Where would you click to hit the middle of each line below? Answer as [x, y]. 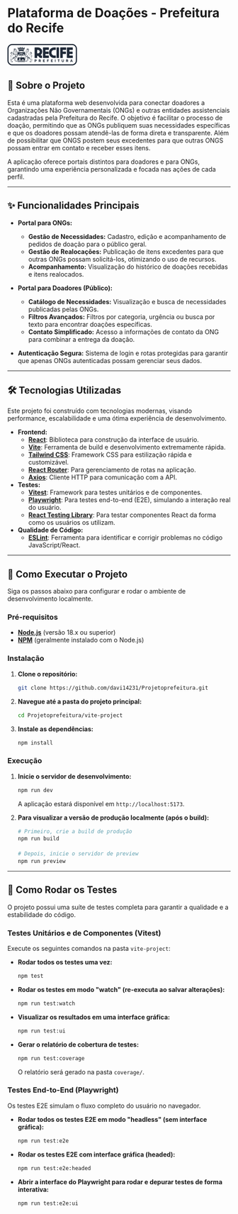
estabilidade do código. [42, 914]
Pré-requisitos [33, 617]
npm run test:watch [46, 1003]
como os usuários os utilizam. [72, 523]
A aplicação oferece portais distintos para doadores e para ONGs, [104, 162]
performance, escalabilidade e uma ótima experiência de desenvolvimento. [117, 418]
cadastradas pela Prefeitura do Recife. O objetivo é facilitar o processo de [115, 118]
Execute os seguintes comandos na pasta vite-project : [89, 949]
